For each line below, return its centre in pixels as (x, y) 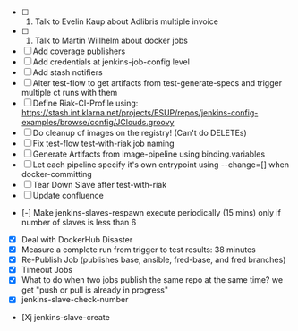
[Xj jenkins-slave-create (66, 318)
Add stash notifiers (68, 72)
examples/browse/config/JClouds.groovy (98, 122)
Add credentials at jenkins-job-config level (111, 62)
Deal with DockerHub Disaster (77, 239)
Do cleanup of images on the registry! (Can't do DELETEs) (140, 133)
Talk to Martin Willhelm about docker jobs (111, 40)
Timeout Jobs (47, 270)
